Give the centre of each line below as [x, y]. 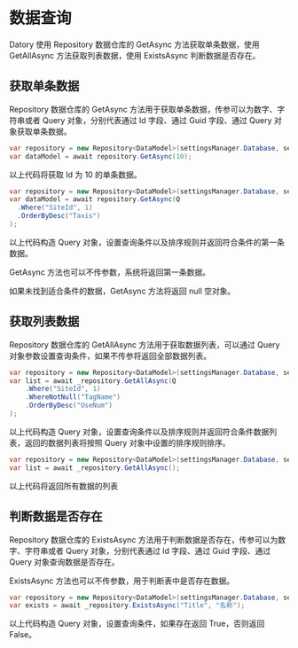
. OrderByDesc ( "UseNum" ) [69, 406]
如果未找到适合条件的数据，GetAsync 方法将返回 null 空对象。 [122, 291]
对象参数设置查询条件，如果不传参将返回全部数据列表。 [110, 355]
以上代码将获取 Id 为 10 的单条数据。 [75, 175]
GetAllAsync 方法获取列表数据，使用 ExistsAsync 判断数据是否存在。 [135, 55]
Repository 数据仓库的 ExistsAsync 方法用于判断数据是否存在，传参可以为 [144, 539]
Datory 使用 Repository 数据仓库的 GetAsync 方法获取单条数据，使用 [134, 44]
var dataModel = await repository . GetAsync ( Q [94, 199]
